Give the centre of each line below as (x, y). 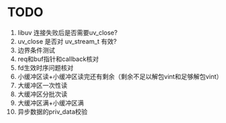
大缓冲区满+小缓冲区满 (51, 103)
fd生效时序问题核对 (46, 67)
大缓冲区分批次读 (42, 94)
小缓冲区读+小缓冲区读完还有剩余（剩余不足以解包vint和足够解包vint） (120, 76)
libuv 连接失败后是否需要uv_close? (67, 32)
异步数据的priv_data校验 (53, 111)
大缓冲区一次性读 (42, 85)
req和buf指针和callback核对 (58, 59)
